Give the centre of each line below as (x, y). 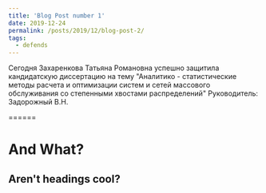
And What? (46, 150)
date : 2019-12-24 (37, 23)
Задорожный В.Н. (38, 102)
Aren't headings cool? (65, 179)
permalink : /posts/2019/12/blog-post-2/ (77, 30)
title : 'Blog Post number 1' (57, 16)
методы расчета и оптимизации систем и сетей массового (109, 85)
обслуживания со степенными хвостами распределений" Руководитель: (133, 93)
